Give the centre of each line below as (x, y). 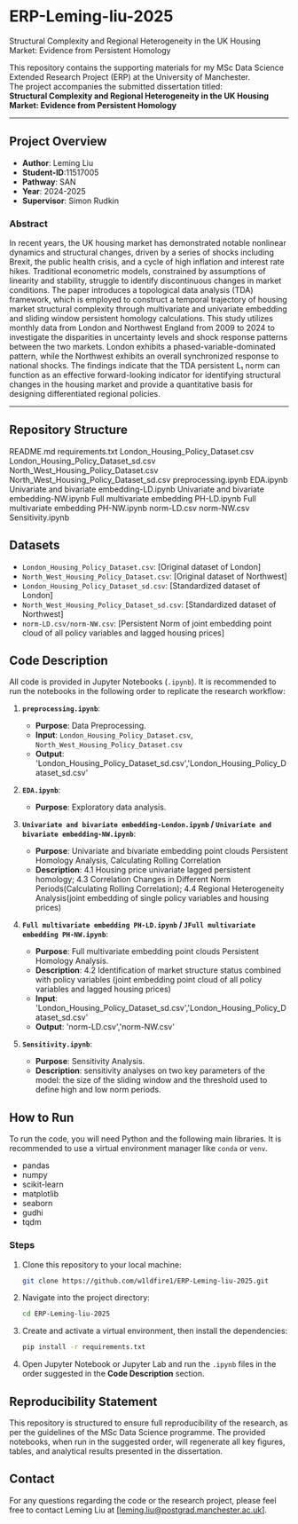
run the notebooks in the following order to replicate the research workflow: (147, 691)
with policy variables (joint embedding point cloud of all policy (149, 980)
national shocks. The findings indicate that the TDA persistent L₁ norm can (145, 366)
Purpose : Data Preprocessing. (90, 726)
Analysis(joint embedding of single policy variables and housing (152, 898)
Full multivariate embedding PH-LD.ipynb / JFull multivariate (138, 925)
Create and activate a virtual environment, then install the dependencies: (155, 1331)
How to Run (42, 1117)
